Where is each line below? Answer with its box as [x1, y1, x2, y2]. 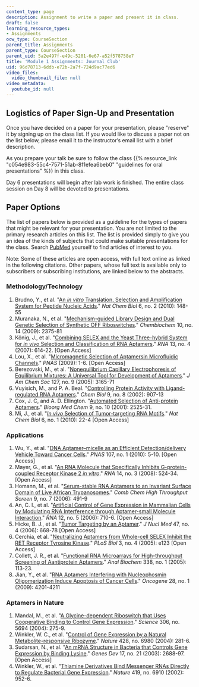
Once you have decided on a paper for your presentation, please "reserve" [6, 124, 189, 131]
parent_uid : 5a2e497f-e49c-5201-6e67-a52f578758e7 [6, 53, 134, 59]
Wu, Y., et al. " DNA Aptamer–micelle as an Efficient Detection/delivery [14, 445, 187, 452]
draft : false [6, 20, 39, 26]
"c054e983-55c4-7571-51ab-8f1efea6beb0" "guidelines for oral [6, 161, 163, 168]
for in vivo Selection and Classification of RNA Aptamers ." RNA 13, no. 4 [14, 340, 191, 347]
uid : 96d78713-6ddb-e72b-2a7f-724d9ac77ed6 [6, 64, 116, 70]
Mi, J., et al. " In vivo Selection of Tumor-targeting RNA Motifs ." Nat [14, 410, 178, 417]
